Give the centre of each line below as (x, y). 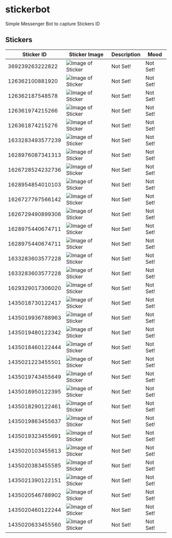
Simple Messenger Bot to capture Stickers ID (53, 24)
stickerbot (28, 10)
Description (126, 54)
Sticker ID (35, 54)
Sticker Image (86, 54)
